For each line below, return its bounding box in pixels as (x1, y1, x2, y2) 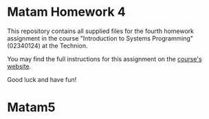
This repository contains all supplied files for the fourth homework (7, 27, 195, 35)
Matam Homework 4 (7, 4, 126, 20)
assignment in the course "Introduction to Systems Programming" (7, 34, 194, 42)
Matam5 (7, 100, 56, 116)
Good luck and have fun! (7, 75, 77, 83)
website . (7, 62, 32, 70)
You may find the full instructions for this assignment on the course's (7, 54, 202, 63)
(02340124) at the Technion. (7, 41, 88, 50)
